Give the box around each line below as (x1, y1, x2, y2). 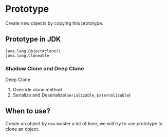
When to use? (5, 107, 50, 115)
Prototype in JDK (5, 35, 61, 44)
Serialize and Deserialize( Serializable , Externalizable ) (12, 92, 131, 98)
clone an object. (5, 126, 40, 132)
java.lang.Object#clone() (5, 48, 61, 54)
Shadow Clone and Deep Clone (5, 65, 84, 72)
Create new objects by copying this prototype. (5, 20, 104, 26)
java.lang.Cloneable (5, 53, 50, 58)
